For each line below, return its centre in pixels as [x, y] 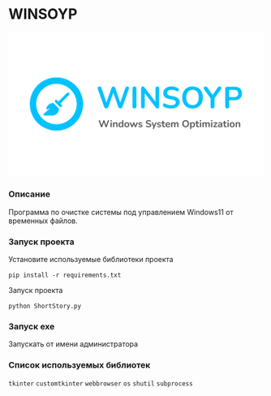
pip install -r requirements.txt [65, 275]
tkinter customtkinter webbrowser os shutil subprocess [101, 383]
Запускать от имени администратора [73, 344]
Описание [30, 194]
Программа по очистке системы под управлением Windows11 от [121, 212]
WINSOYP [43, 14]
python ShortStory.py [45, 306]
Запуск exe [32, 326]
